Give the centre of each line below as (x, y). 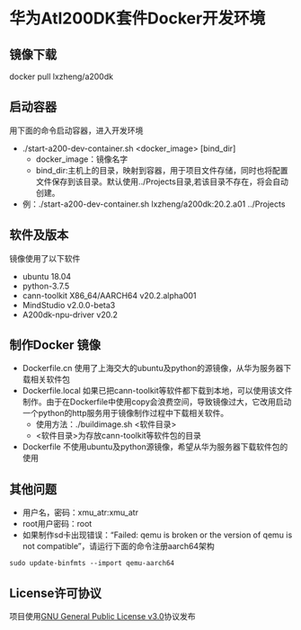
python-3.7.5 (46, 286)
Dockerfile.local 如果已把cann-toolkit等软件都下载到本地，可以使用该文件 (157, 391)
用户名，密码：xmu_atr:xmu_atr (80, 512)
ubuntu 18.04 (47, 276)
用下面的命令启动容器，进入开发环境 (76, 130)
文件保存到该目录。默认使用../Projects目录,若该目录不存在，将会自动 (162, 182)
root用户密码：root (57, 524)
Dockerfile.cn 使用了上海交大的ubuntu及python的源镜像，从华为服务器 (153, 368)
